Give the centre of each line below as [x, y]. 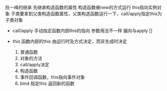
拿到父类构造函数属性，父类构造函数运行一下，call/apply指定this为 [93, 14]
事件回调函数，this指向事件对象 [53, 77]
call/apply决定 [34, 65]
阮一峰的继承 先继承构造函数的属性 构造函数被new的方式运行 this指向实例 [81, 7]
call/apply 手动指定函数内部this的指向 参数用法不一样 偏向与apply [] [82, 31]
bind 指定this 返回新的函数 [47, 83]
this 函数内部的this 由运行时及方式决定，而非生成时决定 [70, 41]
